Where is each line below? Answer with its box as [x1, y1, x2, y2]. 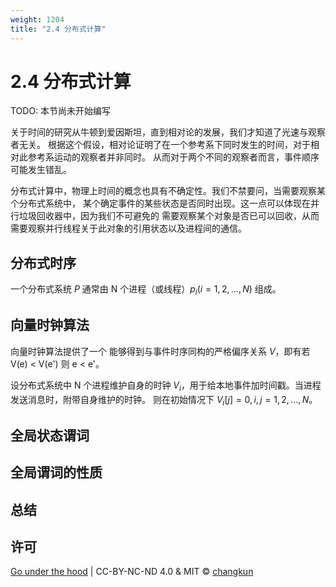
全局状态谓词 [10, 427, 90, 444]
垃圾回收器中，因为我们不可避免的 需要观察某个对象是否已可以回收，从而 [18, 210, 320, 222]
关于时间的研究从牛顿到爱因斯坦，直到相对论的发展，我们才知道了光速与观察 [10, 126, 326, 138]
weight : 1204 [10, 14, 65, 25]
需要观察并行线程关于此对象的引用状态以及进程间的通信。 [10, 222, 247, 235]
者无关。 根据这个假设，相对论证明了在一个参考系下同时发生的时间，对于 [10, 139, 311, 151]
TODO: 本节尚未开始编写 [10, 105, 112, 117]
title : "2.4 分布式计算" [10, 24, 107, 34]
